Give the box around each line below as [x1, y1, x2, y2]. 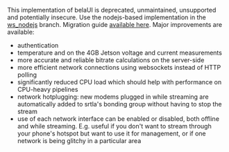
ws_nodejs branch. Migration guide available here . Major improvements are [7, 21, 223, 28]
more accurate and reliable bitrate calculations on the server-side [17, 56, 205, 64]
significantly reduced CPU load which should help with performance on [17, 78, 222, 86]
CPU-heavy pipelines [17, 86, 78, 93]
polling [17, 70, 37, 79]
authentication [17, 41, 59, 49]
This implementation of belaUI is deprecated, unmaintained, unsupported [7, 6, 217, 14]
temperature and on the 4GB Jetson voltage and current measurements [17, 48, 222, 57]
